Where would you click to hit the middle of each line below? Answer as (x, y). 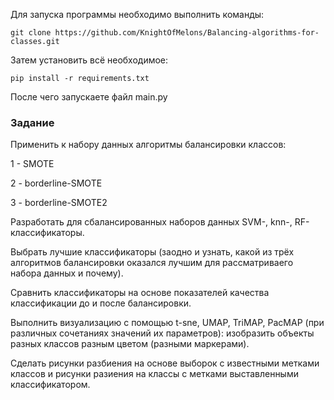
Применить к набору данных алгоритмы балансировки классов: (148, 145)
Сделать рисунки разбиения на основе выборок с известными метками (165, 363)
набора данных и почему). (67, 273)
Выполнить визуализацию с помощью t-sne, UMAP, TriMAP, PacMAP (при (167, 323)
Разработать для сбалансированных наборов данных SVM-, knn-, (151, 222)
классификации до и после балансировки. (101, 303)
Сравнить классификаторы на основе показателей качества (140, 293)
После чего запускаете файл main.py (89, 97)
